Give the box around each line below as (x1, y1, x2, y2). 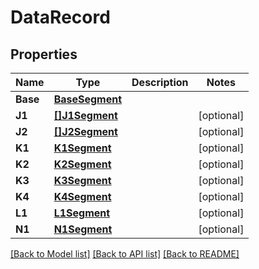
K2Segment (53, 157, 112, 171)
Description (131, 76, 189, 89)
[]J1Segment (53, 109, 118, 122)
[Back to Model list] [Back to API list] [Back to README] (10, 248, 240, 260)
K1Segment (53, 141, 112, 155)
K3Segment (53, 174, 112, 187)
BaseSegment (53, 92, 123, 106)
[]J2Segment (53, 125, 118, 138)
